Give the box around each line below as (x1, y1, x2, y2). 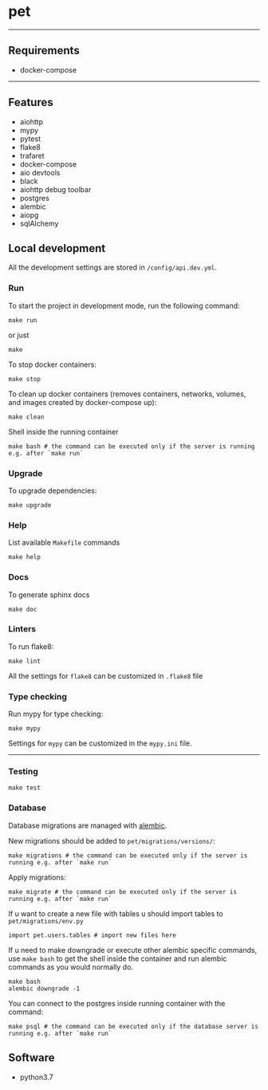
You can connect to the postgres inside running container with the (8, 998, 226, 1008)
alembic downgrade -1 (8, 984, 81, 993)
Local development (8, 242, 106, 255)
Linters (8, 624, 37, 635)
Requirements (8, 44, 80, 57)
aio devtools (19, 167, 61, 177)
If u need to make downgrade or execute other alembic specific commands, (8, 945, 258, 954)
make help (8, 553, 41, 561)
